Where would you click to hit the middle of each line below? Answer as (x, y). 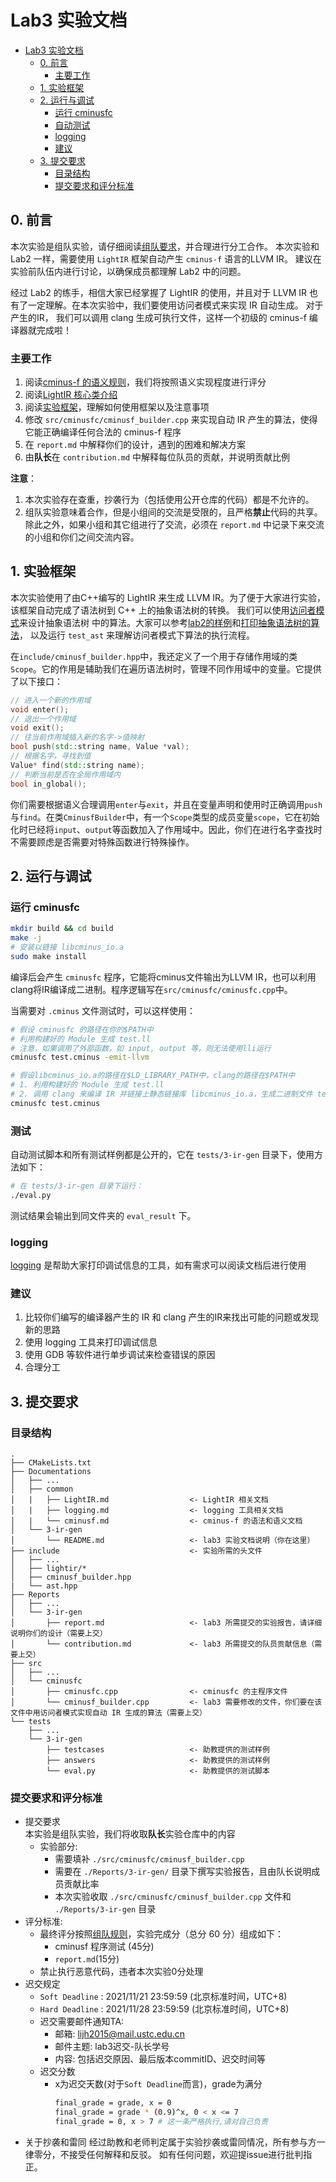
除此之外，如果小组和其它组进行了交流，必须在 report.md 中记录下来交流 (174, 525)
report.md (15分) (87, 1959)
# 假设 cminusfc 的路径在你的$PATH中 (82, 1029)
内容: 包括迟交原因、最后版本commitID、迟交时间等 (160, 2059)
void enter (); (40, 709)
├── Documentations (51, 1472)
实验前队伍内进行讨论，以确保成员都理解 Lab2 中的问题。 (128, 271)
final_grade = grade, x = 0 (113, 2103)
